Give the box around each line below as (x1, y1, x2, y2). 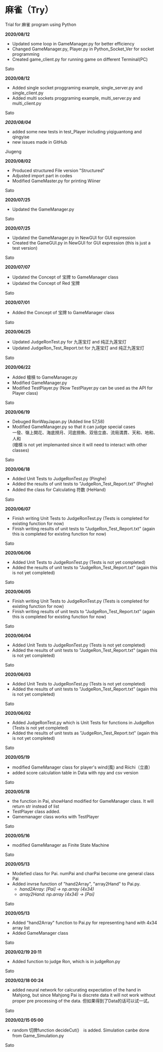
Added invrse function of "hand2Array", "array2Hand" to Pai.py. (12, 880, 141, 887)
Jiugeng (5, 149, 22, 154)
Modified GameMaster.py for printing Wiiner (12, 178, 101, 184)
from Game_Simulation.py (12, 1032, 64, 1038)
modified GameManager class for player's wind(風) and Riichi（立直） (12, 764, 153, 770)
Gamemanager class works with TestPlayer (12, 814, 99, 819)
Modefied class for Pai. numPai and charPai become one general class (12, 870, 155, 876)
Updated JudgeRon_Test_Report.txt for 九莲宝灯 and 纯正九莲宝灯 (12, 345, 144, 351)
